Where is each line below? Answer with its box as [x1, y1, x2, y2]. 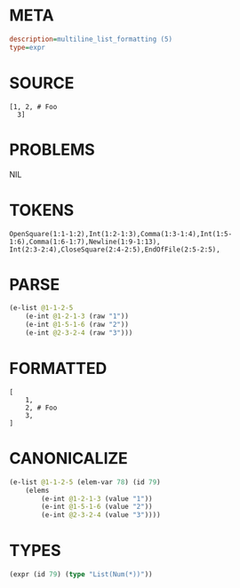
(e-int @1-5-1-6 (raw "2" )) [25, 321, 129, 330]
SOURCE [9, 73, 75, 93]
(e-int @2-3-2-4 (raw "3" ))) [25, 329, 133, 338]
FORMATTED [9, 359, 108, 378]
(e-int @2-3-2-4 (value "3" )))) [41, 511, 162, 520]
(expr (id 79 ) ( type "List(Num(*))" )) [9, 570, 153, 579]
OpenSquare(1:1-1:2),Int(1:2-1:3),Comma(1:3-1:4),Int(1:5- [9, 229, 233, 238]
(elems [25, 486, 50, 495]
